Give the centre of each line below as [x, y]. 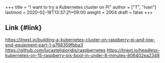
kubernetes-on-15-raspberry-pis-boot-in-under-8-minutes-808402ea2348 [82, 55]
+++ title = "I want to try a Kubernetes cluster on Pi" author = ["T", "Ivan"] [81, 7]
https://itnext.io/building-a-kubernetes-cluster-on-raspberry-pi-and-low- [80, 39]
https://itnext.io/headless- [133, 50]
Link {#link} [24, 28]
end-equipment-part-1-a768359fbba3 [44, 45]
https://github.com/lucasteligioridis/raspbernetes [55, 50]
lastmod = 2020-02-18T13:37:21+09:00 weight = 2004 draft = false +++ [79, 12]
